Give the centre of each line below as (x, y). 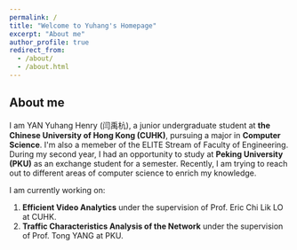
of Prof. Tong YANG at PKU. (72, 235)
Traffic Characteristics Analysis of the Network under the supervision (153, 226)
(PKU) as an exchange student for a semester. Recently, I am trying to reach (148, 163)
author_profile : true (49, 42)
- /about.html (43, 67)
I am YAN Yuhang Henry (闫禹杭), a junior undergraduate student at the (140, 125)
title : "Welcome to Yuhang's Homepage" (83, 26)
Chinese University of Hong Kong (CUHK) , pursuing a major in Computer (145, 135)
